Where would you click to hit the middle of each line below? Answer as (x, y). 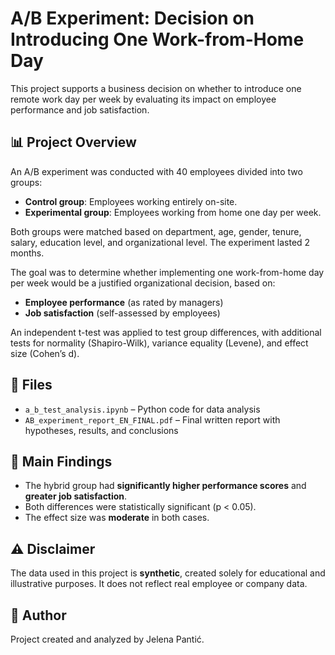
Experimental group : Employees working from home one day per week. (173, 212)
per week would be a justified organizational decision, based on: (143, 283)
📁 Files (31, 385)
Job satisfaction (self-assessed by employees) (122, 313)
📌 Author (38, 615)
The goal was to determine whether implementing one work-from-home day (167, 272)
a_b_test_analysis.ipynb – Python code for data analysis (142, 409)
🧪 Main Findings (61, 461)
